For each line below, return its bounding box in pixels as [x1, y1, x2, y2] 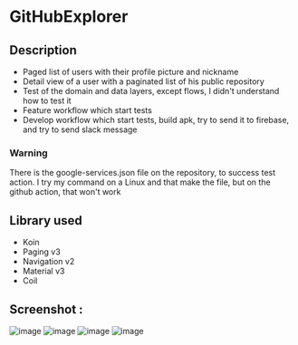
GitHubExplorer [9, 6, 129, 27]
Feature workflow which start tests [22, 105, 152, 115]
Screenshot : [9, 302, 83, 317]
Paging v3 [22, 246, 61, 257]
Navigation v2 [22, 256, 75, 267]
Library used [9, 213, 83, 228]
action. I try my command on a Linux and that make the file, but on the [9, 177, 271, 187]
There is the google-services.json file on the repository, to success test [9, 168, 276, 178]
